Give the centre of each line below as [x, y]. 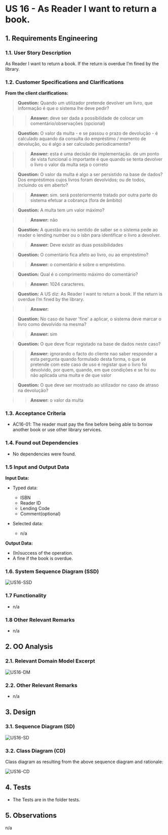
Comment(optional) [40, 514]
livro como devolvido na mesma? [52, 324]
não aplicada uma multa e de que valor [71, 375]
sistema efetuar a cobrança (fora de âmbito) [76, 200]
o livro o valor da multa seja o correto [69, 164]
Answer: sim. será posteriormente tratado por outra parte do [94, 195]
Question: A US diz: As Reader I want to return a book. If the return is [90, 294]
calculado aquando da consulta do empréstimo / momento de [82, 139]
